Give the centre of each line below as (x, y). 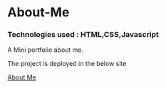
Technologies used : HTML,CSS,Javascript (83, 35)
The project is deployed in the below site (67, 64)
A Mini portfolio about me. (46, 50)
